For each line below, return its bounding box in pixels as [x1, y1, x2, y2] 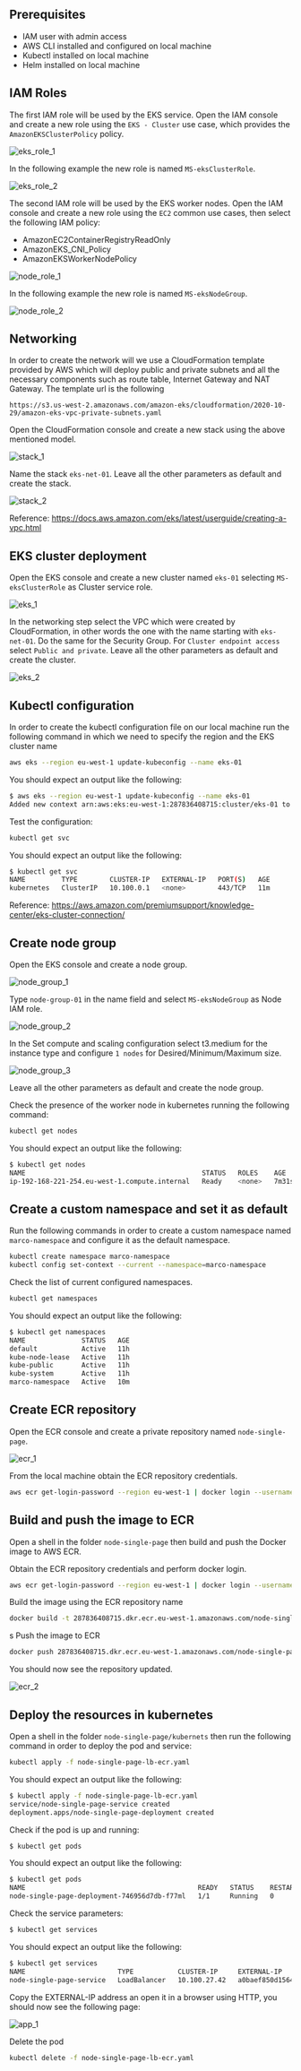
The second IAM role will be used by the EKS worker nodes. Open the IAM [9, 197, 284, 209]
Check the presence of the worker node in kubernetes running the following [9, 1100, 289, 1110]
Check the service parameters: [9, 1908, 124, 1919]
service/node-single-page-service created [9, 1799, 170, 1808]
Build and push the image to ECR [9, 1513, 194, 1528]
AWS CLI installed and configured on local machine [21, 40, 212, 51]
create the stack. [9, 479, 72, 489]
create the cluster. [9, 654, 76, 666]
